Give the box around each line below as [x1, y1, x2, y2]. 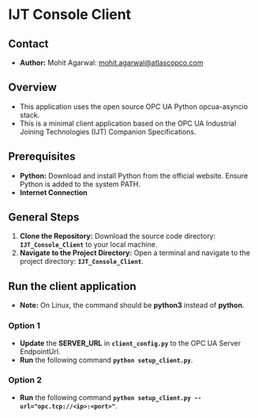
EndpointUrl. [19, 346, 61, 356]
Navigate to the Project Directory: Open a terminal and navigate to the [19, 248, 251, 258]
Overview [8, 81, 58, 94]
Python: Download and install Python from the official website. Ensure [19, 171, 249, 180]
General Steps [8, 211, 80, 224]
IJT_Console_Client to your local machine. [19, 239, 158, 250]
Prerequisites [8, 150, 76, 164]
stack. [19, 110, 40, 119]
